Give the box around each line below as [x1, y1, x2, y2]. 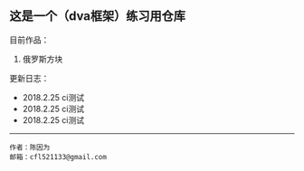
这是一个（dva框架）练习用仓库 [9, 8, 186, 24]
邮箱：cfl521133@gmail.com [9, 152, 107, 161]
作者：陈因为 [9, 143, 51, 152]
